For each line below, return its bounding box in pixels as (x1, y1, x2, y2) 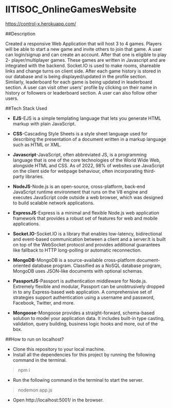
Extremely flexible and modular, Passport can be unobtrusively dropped (12, 283, 165, 289)
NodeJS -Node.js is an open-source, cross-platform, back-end (12, 183, 145, 189)
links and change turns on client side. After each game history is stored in (5, 68, 161, 74)
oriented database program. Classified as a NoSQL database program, (12, 262, 162, 269)
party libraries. (12, 173, 44, 180)
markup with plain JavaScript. (12, 120, 76, 127)
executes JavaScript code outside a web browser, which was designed (12, 194, 163, 200)
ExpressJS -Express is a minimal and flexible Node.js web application (12, 209, 160, 216)
